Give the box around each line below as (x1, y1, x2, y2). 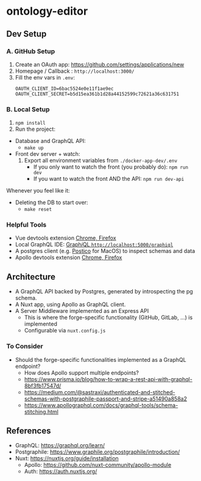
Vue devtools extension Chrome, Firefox (15, 234, 117, 242)
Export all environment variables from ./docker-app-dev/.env (24, 157, 178, 164)
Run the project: (15, 125, 56, 133)
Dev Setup (6, 29, 47, 39)
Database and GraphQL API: (15, 138, 86, 145)
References (6, 425, 51, 436)
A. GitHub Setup (6, 47, 55, 56)
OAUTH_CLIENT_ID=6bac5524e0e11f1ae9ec (15, 86, 114, 92)
